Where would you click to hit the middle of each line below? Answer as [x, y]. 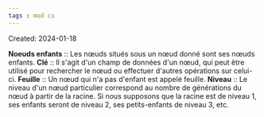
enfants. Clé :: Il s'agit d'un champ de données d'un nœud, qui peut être [126, 62]
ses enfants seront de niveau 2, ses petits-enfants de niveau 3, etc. [118, 104]
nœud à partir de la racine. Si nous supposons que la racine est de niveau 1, [132, 96]
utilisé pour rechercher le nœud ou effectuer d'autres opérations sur [120, 70]
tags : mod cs [32, 16]
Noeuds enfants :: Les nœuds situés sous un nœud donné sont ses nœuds [132, 53]
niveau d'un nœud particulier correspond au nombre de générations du [125, 88]
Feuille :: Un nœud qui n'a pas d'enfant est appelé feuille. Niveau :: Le [133, 79]
